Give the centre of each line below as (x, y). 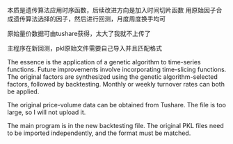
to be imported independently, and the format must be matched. (99, 133)
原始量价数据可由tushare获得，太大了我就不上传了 (79, 34)
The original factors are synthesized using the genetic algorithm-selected (112, 77)
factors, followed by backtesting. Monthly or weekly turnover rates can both (116, 84)
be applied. (23, 91)
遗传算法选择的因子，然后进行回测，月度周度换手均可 (89, 19)
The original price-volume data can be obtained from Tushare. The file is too (116, 105)
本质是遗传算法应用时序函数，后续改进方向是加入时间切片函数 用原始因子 (112, 10)
